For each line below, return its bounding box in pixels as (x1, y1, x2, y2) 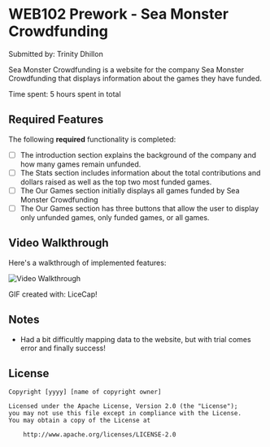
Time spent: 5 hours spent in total (8, 89, 121, 98)
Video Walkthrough (8, 237, 109, 250)
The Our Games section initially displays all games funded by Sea (20, 185, 240, 195)
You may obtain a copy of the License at (8, 416, 151, 425)
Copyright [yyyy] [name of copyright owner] (8, 388, 162, 397)
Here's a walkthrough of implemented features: (8, 258, 167, 267)
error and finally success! (20, 343, 106, 353)
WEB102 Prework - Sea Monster (8, 5, 229, 24)
